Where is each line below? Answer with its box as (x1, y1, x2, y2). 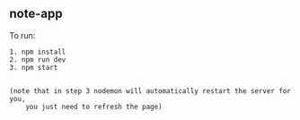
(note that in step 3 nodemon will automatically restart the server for (9, 86, 292, 96)
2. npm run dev (9, 55, 66, 64)
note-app (9, 6, 63, 21)
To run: (9, 30, 36, 40)
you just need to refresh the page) (25, 102, 163, 111)
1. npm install (9, 47, 66, 56)
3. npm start (9, 63, 58, 72)
